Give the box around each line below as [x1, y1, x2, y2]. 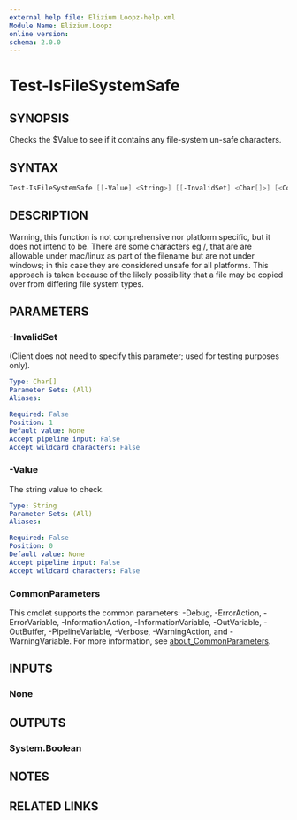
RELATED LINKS [9, 799, 99, 815]
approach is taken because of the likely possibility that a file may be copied [9, 269, 284, 280]
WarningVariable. [9, 636, 72, 646]
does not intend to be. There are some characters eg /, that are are [9, 241, 252, 251]
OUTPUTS [9, 715, 66, 731]
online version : [9, 29, 69, 38]
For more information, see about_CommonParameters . [73, 636, 271, 646]
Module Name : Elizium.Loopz [9, 21, 113, 30]
